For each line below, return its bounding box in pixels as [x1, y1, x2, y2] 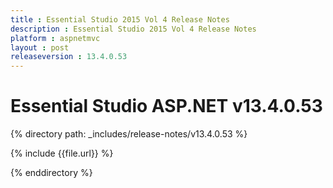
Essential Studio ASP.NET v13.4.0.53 [10, 95, 323, 118]
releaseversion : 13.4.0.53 [10, 52, 128, 62]
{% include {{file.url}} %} [10, 147, 114, 160]
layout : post [10, 42, 70, 53]
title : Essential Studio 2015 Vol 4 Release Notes [10, 14, 230, 25]
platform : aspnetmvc [10, 33, 101, 43]
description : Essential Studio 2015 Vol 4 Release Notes [10, 24, 257, 34]
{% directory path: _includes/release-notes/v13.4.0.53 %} [10, 128, 248, 140]
